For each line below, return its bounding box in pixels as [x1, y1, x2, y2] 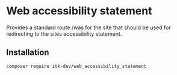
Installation [6, 48, 49, 58]
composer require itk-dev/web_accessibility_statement [6, 63, 147, 69]
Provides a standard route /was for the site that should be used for [6, 24, 171, 31]
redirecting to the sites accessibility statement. [6, 30, 122, 37]
